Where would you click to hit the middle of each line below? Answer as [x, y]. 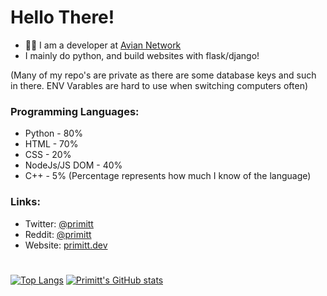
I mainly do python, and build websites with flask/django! [142, 55]
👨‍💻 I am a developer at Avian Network [103, 45]
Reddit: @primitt [58, 234]
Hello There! [62, 17]
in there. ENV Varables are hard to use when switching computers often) [159, 85]
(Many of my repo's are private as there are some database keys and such [163, 75]
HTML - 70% [51, 144]
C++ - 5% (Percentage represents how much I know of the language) [168, 176]
